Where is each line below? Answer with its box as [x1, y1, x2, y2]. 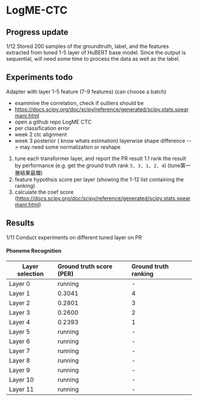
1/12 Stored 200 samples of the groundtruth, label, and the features [6, 43, 169, 50]
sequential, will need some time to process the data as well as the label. [6, 56, 180, 62]
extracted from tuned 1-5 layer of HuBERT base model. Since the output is [6, 49, 186, 56]
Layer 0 [9, 279, 31, 288]
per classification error [14, 125, 70, 132]
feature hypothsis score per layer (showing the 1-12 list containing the [14, 175, 184, 183]
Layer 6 [9, 337, 31, 345]
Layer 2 [9, 299, 31, 307]
